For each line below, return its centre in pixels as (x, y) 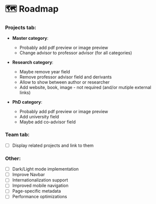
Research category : (33, 62)
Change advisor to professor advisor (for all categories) (76, 53)
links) (25, 92)
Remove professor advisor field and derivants (65, 77)
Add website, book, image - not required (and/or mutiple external (85, 88)
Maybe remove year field (45, 72)
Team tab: (17, 135)
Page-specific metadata (37, 191)
